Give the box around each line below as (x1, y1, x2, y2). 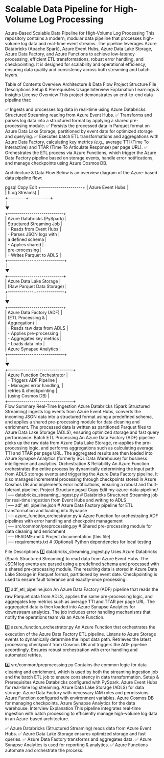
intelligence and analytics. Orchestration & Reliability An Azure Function (5, 460, 149, 467)
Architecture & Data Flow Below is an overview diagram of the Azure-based (5, 169, 158, 175)
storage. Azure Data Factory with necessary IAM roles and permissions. (5, 689, 150, 695)
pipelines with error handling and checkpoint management (5, 518, 123, 523)
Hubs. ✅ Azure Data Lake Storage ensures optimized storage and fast (5, 731, 146, 736)
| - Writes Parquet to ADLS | (5, 252, 61, 258)
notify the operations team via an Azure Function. (5, 614, 105, 620)
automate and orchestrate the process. (5, 747, 84, 753)
